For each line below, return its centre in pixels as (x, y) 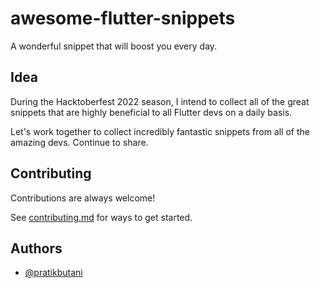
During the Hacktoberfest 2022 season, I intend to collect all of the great (160, 101)
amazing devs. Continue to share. (79, 142)
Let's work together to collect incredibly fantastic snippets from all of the (160, 131)
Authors (36, 248)
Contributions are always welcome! (83, 198)
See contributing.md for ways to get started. (101, 217)
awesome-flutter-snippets (123, 18)
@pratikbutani (53, 273)
